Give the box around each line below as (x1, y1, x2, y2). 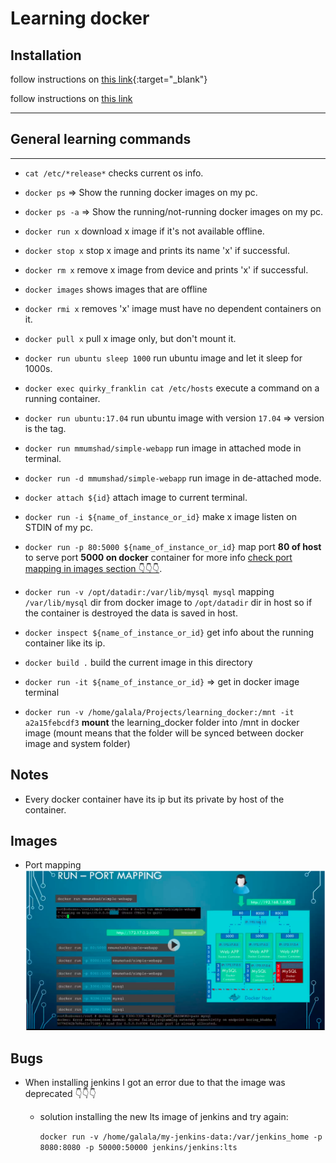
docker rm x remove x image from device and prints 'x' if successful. (24, 263, 309, 276)
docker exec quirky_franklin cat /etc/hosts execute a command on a (24, 382, 320, 394)
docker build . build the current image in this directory (24, 656, 253, 668)
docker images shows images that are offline (24, 283, 208, 295)
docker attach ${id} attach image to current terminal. (24, 491, 248, 503)
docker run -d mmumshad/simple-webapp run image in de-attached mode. (24, 472, 322, 484)
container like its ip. (24, 637, 106, 649)
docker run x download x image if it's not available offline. (24, 225, 265, 237)
